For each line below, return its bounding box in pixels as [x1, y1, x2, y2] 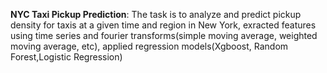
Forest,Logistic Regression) [10, 51, 123, 63]
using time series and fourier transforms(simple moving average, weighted [10, 30, 318, 41]
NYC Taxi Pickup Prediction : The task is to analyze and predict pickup [10, 9, 302, 20]
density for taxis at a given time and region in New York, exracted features [10, 19, 317, 31]
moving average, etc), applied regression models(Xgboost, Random [10, 40, 289, 52]
